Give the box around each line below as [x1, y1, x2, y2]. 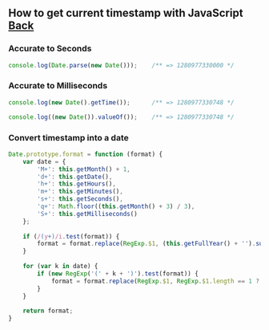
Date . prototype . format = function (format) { [8, 150, 163, 158]
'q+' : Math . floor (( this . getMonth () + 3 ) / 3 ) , [37, 202, 195, 211]
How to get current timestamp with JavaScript [8, 6, 243, 20]
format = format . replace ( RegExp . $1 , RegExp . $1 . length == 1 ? [50, 277, 260, 285]
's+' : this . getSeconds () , [37, 195, 124, 203]
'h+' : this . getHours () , [37, 180, 116, 188]
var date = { [22, 157, 66, 165]
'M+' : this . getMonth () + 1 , [37, 165, 130, 173]
